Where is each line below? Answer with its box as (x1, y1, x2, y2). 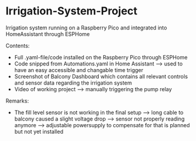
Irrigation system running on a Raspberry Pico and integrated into (5, 24, 167, 31)
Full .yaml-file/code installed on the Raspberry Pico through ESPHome (14, 53, 188, 61)
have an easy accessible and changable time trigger (14, 66, 143, 73)
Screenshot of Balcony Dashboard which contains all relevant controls (14, 73, 188, 80)
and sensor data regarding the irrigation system (14, 79, 132, 86)
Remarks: (5, 97, 29, 104)
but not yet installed (14, 128, 64, 135)
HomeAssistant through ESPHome (5, 30, 91, 37)
